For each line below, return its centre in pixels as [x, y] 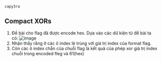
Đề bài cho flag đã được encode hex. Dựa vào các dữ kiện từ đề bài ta [81, 33]
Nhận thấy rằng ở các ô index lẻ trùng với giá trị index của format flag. [81, 43]
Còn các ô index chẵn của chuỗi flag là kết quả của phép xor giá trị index [84, 48]
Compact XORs [28, 21]
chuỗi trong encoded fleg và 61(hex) [48, 53]
